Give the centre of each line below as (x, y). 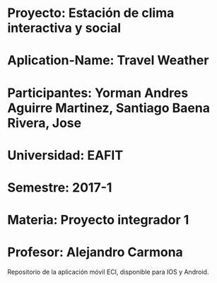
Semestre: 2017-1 (60, 187)
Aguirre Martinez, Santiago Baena (109, 108)
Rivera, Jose (45, 123)
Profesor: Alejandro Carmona (95, 252)
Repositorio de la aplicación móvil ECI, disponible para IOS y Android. (108, 272)
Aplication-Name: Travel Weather (108, 60)
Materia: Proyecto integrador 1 (98, 220)
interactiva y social (64, 28)
